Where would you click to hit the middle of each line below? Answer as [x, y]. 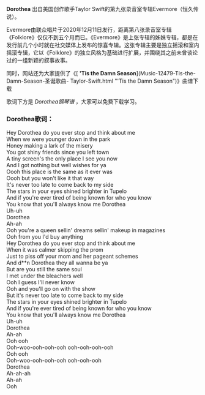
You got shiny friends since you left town [58, 152]
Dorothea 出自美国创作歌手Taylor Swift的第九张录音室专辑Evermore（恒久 [100, 9]
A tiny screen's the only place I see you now [62, 159]
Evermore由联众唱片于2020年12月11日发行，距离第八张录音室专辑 [89, 30]
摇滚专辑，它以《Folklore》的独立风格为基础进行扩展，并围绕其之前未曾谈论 [102, 53]
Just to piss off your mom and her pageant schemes [73, 257]
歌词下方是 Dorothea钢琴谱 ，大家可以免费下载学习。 [73, 102]
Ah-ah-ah [19, 374]
